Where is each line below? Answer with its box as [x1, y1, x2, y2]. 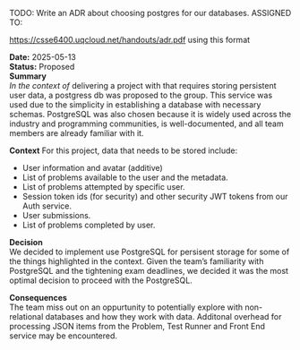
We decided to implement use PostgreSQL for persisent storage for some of [9, 246, 290, 257]
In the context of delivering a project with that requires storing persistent [9, 81, 277, 90]
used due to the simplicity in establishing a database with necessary [9, 99, 261, 110]
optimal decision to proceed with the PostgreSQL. [9, 275, 193, 286]
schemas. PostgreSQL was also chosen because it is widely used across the [9, 109, 292, 119]
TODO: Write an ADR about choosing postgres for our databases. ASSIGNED [9, 8, 292, 18]
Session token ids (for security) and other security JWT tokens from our [21, 192, 288, 201]
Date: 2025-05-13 [9, 52, 76, 62]
